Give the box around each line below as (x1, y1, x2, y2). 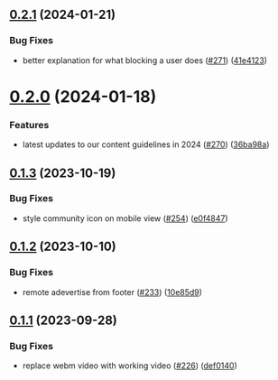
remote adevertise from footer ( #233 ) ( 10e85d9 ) (22, 286, 203, 297)
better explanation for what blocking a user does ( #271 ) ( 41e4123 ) (22, 54, 268, 66)
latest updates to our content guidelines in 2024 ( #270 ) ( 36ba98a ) (22, 139, 270, 150)
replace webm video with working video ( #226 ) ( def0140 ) (22, 360, 237, 371)
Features (9, 118, 50, 131)
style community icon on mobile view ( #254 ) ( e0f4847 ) (22, 212, 228, 224)
